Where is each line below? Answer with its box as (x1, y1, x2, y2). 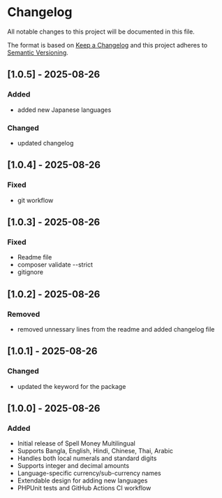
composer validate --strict (17, 260, 93, 269)
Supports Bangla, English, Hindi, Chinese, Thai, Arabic (17, 447, 173, 455)
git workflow (17, 196, 54, 204)
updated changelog (17, 138, 74, 147)
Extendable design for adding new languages (17, 476, 148, 485)
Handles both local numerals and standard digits (17, 454, 157, 462)
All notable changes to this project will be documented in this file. (7, 27, 195, 36)
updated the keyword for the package (17, 382, 126, 390)
